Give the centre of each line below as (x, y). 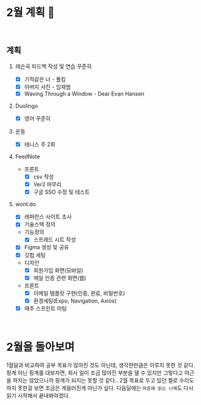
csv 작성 (44, 177)
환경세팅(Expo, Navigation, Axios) (75, 301)
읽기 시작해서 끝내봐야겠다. (38, 395)
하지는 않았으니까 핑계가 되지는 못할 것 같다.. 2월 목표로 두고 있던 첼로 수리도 (103, 380)
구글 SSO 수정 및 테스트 (62, 192)
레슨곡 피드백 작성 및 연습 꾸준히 (53, 66)
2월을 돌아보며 (41, 347)
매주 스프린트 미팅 (45, 308)
